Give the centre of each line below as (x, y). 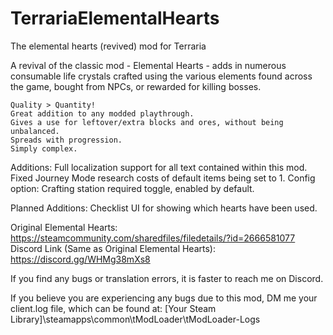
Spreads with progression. (66, 140)
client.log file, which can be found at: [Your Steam (113, 308)
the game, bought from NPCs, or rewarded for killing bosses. (136, 86)
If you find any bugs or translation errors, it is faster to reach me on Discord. (167, 278)
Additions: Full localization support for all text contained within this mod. (159, 167)
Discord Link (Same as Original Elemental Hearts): (113, 248)
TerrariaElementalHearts (115, 18)
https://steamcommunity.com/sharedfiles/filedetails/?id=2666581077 (153, 238)
